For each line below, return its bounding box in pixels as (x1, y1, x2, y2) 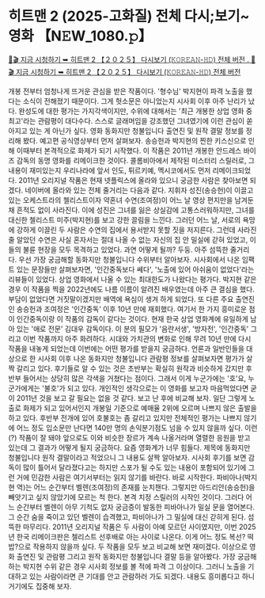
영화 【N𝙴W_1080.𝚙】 (8, 27, 153, 45)
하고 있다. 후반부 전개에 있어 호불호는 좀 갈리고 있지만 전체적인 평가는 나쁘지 (8, 413, 243, 422)
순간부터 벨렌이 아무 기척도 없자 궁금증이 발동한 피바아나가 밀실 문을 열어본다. (16, 502, 256, 512)
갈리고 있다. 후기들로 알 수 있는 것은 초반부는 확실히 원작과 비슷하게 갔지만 (16, 364, 244, 373)
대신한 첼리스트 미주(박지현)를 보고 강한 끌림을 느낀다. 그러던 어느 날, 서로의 (8, 215, 241, 224)
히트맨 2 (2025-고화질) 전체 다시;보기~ (8, 7, 250, 25)
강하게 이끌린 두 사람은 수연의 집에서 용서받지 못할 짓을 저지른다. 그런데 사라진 (16, 225, 257, 234)
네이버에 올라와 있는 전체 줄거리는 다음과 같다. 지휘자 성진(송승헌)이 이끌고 (25, 185, 254, 195)
